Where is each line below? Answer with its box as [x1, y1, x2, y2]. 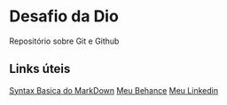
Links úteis [9, 61, 71, 77]
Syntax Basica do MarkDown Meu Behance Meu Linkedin [9, 85, 219, 95]
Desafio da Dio [9, 6, 120, 27]
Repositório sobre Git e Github [9, 36, 120, 46]
